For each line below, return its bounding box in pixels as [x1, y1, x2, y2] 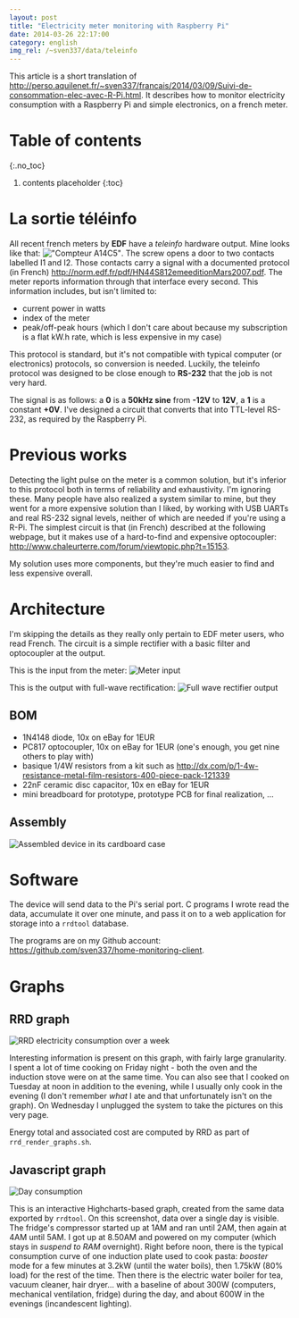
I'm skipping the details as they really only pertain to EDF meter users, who [9, 628, 285, 639]
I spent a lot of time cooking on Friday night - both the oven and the [9, 1062, 258, 1073]
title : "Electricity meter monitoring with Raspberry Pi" [9, 21, 229, 30]
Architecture [9, 600, 105, 619]
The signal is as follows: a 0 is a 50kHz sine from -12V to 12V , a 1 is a [9, 395, 266, 405]
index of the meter [21, 313, 91, 323]
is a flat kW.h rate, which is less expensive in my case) [21, 332, 222, 342]
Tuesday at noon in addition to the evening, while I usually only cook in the [9, 1081, 283, 1092]
